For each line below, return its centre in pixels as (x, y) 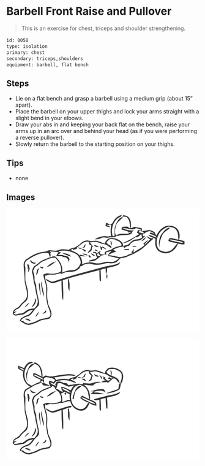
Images (21, 197)
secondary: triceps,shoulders (45, 59)
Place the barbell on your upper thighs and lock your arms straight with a (107, 111)
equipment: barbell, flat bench (47, 65)
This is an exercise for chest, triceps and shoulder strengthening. (103, 28)
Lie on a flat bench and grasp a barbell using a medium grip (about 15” (104, 98)
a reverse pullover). (39, 137)
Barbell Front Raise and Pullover (89, 11)
